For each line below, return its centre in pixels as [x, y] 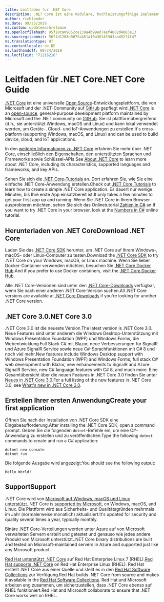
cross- [148, 129]
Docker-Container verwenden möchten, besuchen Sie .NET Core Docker [78, 266]
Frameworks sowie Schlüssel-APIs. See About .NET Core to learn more [76, 159]
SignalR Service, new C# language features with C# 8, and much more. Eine [81, 370]
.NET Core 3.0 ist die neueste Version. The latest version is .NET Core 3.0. [79, 328]
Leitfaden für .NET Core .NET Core [75, 79]
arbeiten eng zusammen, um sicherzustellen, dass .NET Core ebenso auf [79, 585]
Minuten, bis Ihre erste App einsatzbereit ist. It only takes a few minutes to [79, 195]
